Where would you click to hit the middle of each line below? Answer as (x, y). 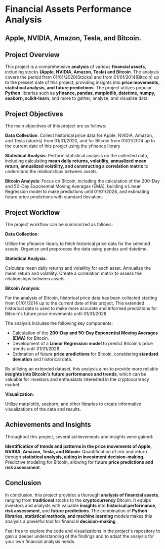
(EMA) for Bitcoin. (31, 338)
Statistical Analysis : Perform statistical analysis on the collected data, (77, 156)
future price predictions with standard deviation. (54, 197)
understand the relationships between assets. (52, 172)
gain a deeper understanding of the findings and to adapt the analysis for (80, 536)
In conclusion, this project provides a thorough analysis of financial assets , (82, 495)
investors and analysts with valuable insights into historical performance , (81, 505)
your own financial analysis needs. (40, 541)
